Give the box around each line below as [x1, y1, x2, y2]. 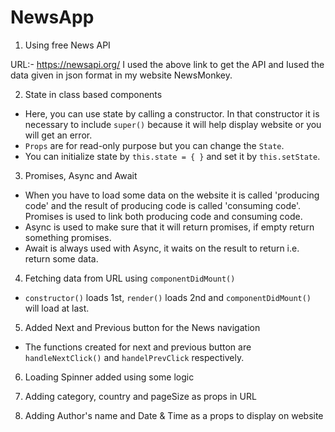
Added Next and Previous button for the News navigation [24, 321, 261, 333]
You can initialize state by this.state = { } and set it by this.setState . [24, 150, 321, 162]
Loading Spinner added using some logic [24, 371, 195, 383]
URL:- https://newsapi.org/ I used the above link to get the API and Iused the [10, 58, 325, 70]
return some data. [24, 252, 99, 265]
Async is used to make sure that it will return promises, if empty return [24, 221, 315, 233]
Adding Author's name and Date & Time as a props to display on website [24, 409, 324, 421]
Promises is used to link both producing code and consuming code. [24, 210, 303, 222]
